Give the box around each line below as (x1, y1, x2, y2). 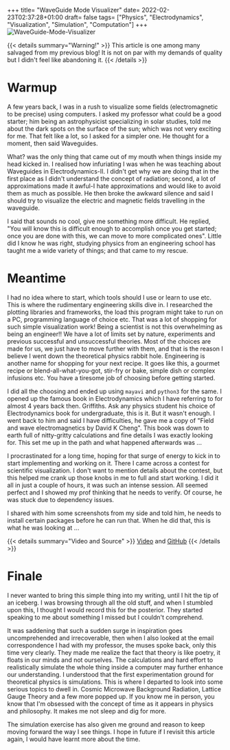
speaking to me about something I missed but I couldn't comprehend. (7, 613, 204, 621)
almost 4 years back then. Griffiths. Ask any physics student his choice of (7, 402, 216, 410)
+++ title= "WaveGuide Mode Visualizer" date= (7, 6, 141, 14)
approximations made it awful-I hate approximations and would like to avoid (7, 182, 221, 190)
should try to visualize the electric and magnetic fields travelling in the (7, 196, 205, 205)
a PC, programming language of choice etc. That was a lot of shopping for (7, 315, 218, 323)
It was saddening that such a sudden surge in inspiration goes (7, 626, 183, 634)
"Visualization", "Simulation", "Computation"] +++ (7, 21, 148, 28)
